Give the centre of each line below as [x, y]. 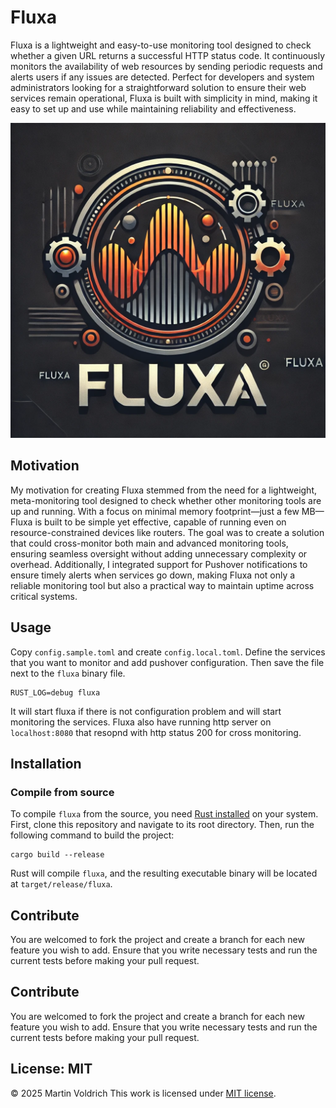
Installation [46, 763]
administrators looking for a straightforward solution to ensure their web [158, 87]
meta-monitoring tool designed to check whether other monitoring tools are [166, 500]
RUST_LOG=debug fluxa [55, 692]
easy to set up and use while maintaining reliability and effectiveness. [153, 108]
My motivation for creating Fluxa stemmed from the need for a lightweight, [164, 490]
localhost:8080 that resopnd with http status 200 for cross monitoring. [156, 732]
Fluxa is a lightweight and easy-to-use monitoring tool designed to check [161, 45]
